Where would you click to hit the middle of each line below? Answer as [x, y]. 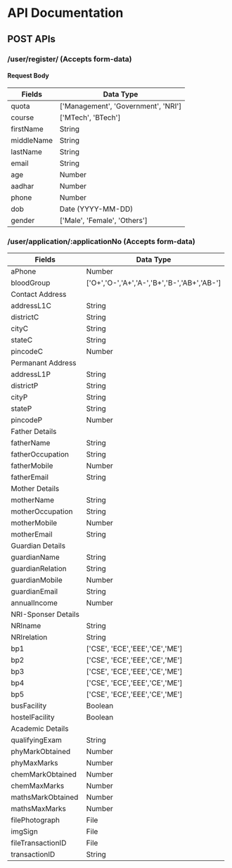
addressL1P [31, 374]
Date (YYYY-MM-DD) [96, 209]
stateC [22, 340]
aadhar [22, 186]
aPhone [24, 271]
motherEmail [32, 534]
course [22, 117]
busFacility [29, 706]
